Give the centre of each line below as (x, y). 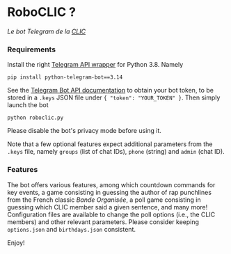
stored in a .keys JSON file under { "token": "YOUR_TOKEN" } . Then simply (114, 97)
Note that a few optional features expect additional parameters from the (110, 144)
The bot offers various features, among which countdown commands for (111, 184)
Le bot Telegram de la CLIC (46, 31)
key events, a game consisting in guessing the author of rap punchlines (110, 192)
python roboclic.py (35, 118)
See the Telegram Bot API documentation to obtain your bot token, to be (111, 90)
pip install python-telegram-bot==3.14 (65, 77)
